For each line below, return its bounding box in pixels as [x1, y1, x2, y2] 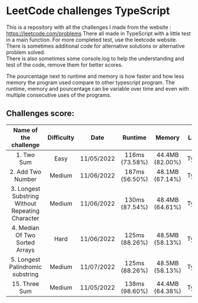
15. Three [11, 279, 39, 288]
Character [11, 214, 39, 222]
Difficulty [47, 133, 75, 141]
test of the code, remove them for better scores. [6, 61, 123, 68]
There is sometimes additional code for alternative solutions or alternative [6, 42, 185, 50]
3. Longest [11, 185, 41, 193]
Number [14, 175, 37, 183]
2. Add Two [9, 167, 42, 176]
